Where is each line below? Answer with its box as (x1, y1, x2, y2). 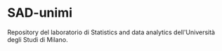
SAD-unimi (7, 5, 72, 21)
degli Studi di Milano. (7, 35, 68, 43)
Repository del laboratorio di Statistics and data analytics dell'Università (7, 28, 216, 36)
